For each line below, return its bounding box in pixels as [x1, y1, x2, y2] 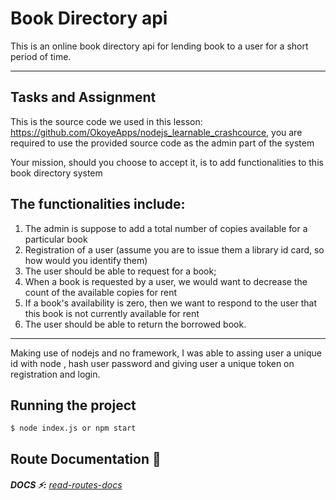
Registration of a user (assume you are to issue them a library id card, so [24, 243, 325, 256]
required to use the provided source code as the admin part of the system [10, 137, 315, 149]
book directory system [10, 167, 103, 179]
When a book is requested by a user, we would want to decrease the [24, 275, 308, 287]
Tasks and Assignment [10, 89, 157, 106]
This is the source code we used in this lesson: [10, 115, 203, 127]
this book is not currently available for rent [24, 307, 200, 319]
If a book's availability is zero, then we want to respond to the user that [24, 297, 318, 309]
